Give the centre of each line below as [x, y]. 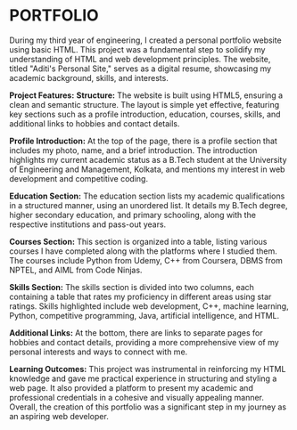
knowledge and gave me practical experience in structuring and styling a [143, 378]
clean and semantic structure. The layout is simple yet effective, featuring [144, 104]
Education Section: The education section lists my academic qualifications [147, 196]
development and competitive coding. [79, 178]
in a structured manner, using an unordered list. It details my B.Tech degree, [148, 205]
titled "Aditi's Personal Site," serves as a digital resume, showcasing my [140, 69]
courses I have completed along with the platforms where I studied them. [144, 251]
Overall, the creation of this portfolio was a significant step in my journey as [148, 407]
